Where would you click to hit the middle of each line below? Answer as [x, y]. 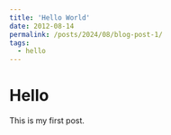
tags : [19, 43]
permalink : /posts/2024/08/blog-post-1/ [86, 34]
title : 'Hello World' [50, 18]
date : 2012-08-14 [42, 26]
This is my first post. [47, 121]
